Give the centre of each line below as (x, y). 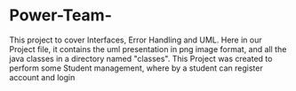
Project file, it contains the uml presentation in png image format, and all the (148, 49)
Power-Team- (61, 15)
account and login (42, 77)
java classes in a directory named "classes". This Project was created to (141, 58)
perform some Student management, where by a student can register (136, 68)
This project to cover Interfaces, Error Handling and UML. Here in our (136, 40)
